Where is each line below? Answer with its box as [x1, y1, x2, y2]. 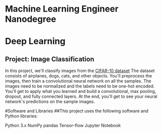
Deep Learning [5, 36, 65, 47]
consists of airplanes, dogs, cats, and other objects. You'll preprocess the [5, 73, 152, 79]
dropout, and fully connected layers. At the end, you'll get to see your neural [5, 93, 158, 100]
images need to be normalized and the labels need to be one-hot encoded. [5, 83, 155, 89]
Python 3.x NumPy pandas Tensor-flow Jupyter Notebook [5, 122, 121, 129]
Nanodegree [5, 14, 57, 25]
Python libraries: [5, 113, 38, 119]
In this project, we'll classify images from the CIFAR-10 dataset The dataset [5, 68, 155, 74]
